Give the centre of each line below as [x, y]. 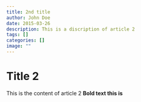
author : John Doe [28, 18]
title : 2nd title [28, 12]
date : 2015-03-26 [28, 23]
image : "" [19, 46]
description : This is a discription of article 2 [71, 29]
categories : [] [26, 40]
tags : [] [17, 35]
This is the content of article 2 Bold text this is [65, 93]
